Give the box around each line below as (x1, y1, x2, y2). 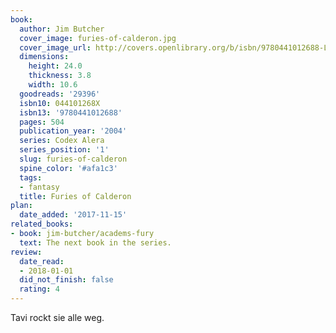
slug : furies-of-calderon (19, 154, 128, 164)
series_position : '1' (19, 145, 110, 155)
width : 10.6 (28, 80, 78, 90)
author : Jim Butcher (19, 24, 105, 34)
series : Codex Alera (19, 136, 105, 146)
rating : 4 (19, 284, 60, 295)
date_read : (19, 256, 65, 266)
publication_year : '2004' (19, 126, 128, 136)
